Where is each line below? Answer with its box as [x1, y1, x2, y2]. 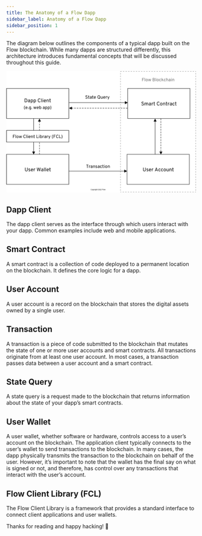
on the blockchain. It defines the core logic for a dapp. [6, 266, 141, 274]
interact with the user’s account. [6, 471, 86, 479]
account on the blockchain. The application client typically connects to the [6, 439, 191, 446]
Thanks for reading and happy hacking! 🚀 [6, 522, 109, 530]
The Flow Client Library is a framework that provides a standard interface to [6, 504, 195, 512]
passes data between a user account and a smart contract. [6, 359, 153, 367]
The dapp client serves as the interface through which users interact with [6, 221, 189, 228]
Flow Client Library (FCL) [6, 488, 101, 499]
